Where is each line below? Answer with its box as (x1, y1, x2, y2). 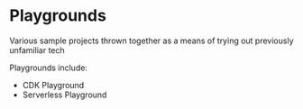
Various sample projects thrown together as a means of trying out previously (9, 35, 295, 46)
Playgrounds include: (9, 62, 88, 73)
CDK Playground (22, 79, 85, 90)
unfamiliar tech (9, 44, 65, 55)
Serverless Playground (22, 89, 107, 100)
